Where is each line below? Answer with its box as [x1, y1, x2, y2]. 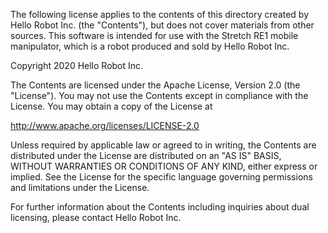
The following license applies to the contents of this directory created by [10, 9, 310, 20]
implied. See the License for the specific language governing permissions [10, 171, 313, 183]
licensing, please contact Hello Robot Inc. [10, 212, 182, 223]
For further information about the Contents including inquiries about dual [10, 201, 310, 213]
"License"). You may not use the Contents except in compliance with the [10, 90, 309, 101]
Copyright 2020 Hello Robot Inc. [10, 60, 144, 71]
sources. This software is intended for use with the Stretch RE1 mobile [10, 30, 299, 41]
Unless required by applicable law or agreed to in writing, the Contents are [10, 139, 317, 151]
